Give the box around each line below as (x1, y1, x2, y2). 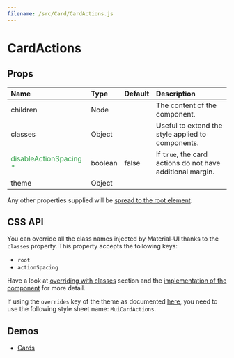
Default (124, 89, 150, 98)
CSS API (7, 216, 44, 228)
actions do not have (155, 158, 221, 167)
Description (155, 89, 196, 98)
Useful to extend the (155, 120, 223, 130)
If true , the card (155, 149, 208, 159)
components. (155, 137, 199, 147)
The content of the (155, 100, 217, 110)
